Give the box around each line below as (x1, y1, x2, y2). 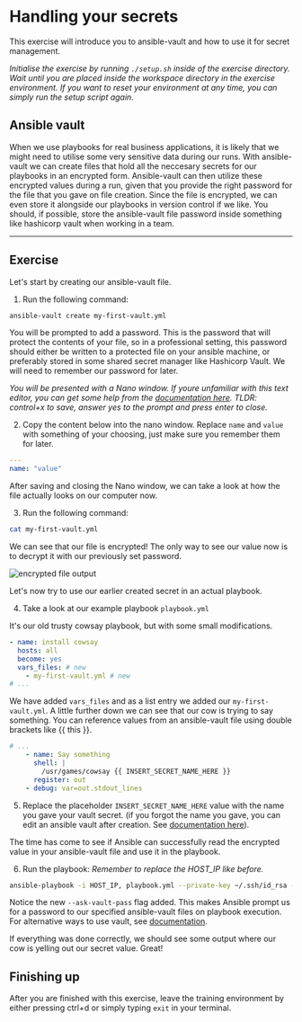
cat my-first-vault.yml (9, 525, 99, 534)
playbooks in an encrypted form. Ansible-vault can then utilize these (9, 170, 262, 181)
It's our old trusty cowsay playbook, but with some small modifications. (9, 620, 273, 631)
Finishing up (9, 969, 80, 984)
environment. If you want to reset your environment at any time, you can (9, 82, 278, 93)
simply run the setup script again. (9, 92, 135, 102)
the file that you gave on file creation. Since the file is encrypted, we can (9, 189, 278, 200)
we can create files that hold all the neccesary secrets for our (30, 160, 258, 172)
